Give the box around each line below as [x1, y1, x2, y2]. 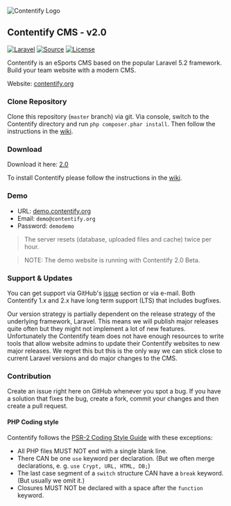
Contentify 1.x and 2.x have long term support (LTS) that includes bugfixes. [7, 296, 221, 305]
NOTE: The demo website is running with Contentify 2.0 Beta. [24, 255, 200, 264]
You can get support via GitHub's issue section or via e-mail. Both [7, 289, 196, 297]
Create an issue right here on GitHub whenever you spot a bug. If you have [7, 387, 221, 396]
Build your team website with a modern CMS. [7, 66, 137, 74]
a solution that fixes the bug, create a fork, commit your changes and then [7, 394, 219, 403]
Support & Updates [7, 273, 73, 282]
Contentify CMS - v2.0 [7, 26, 107, 38]
